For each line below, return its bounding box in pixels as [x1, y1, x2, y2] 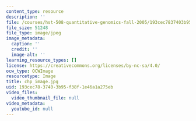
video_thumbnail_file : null [11, 95, 80, 101]
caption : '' [11, 41, 41, 47]
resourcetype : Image [6, 73, 57, 79]
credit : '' [11, 47, 38, 52]
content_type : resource [6, 8, 64, 15]
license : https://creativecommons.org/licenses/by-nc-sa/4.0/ [6, 62, 160, 69]
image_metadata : [6, 35, 45, 41]
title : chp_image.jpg [6, 79, 59, 85]
